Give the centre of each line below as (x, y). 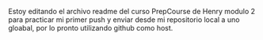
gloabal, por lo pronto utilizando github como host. (91, 28)
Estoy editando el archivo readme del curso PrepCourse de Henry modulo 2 (132, 11)
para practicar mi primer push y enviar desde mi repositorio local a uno (124, 20)
